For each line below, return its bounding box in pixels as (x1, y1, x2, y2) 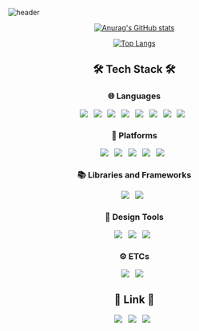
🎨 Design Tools (105, 212, 164, 223)
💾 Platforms (111, 130, 157, 141)
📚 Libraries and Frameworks (77, 169, 192, 180)
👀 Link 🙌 (113, 293, 155, 307)
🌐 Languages (107, 90, 161, 102)
